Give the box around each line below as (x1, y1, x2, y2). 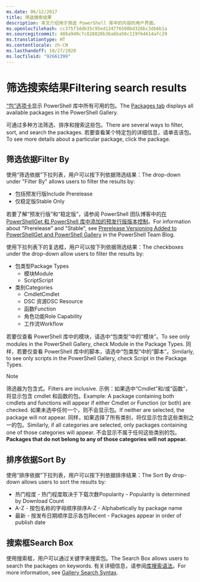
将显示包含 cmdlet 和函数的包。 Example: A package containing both (6, 393, 175, 400)
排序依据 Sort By (6, 454, 66, 465)
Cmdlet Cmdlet (23, 291, 60, 298)
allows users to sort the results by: (21, 478, 107, 485)
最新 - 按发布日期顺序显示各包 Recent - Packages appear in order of (14, 512, 181, 519)
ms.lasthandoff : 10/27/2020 (6, 48, 77, 54)
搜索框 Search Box (6, 538, 74, 548)
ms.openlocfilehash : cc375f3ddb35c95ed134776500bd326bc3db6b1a (6, 25, 168, 32)
